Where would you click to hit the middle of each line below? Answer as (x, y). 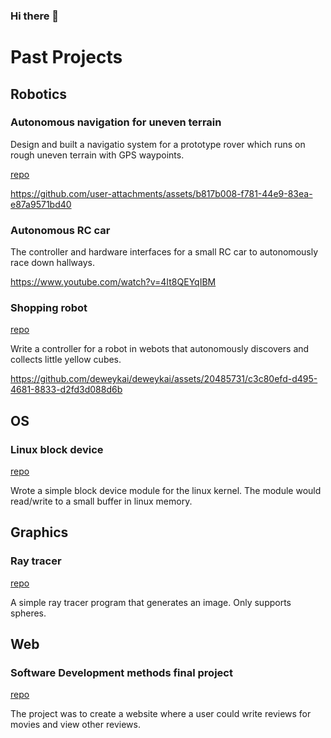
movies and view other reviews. (75, 725)
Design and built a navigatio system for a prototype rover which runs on (158, 144)
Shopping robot (49, 308)
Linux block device (57, 449)
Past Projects (66, 57)
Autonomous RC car (60, 230)
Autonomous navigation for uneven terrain (116, 122)
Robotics (39, 94)
